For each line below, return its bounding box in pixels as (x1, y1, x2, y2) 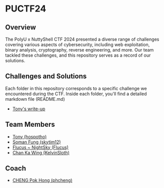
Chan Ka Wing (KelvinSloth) (12, 149, 70, 155)
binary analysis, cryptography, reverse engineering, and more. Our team (5, 47, 154, 53)
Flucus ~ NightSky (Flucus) (12, 144, 69, 150)
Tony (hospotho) (12, 133, 47, 139)
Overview (5, 23, 36, 32)
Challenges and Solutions (5, 72, 87, 81)
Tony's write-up (12, 106, 45, 112)
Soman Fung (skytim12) (12, 139, 61, 145)
